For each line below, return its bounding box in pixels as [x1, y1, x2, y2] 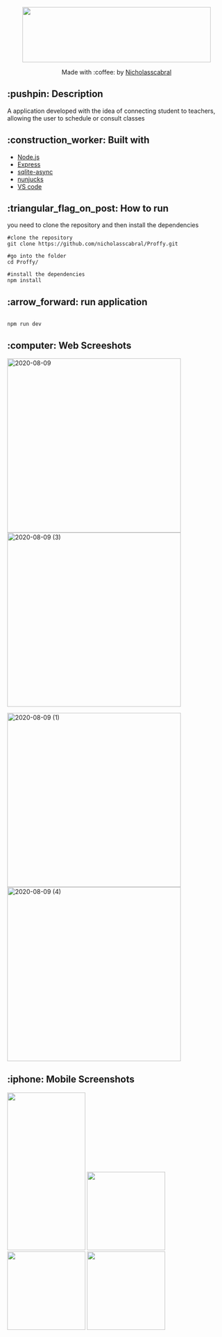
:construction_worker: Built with [7, 134, 150, 146]
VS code [17, 182, 42, 191]
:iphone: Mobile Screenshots [7, 1074, 135, 1085]
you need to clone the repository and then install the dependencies [7, 221, 199, 229]
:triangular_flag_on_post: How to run [7, 203, 169, 215]
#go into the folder [7, 253, 67, 260]
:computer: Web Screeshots [7, 339, 132, 351]
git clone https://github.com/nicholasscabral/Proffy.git [7, 240, 178, 247]
